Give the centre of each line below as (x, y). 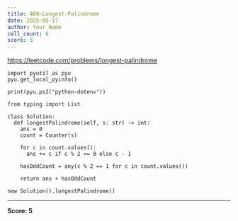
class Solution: (31, 117)
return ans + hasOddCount (58, 179)
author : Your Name (34, 27)
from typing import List (44, 104)
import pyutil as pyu (39, 74)
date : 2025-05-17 (33, 21)
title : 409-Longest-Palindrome (53, 14)
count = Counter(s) (49, 135)
